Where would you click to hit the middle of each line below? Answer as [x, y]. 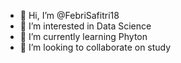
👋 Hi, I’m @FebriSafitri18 [69, 15]
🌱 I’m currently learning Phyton [83, 36]
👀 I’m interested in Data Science [85, 26]
